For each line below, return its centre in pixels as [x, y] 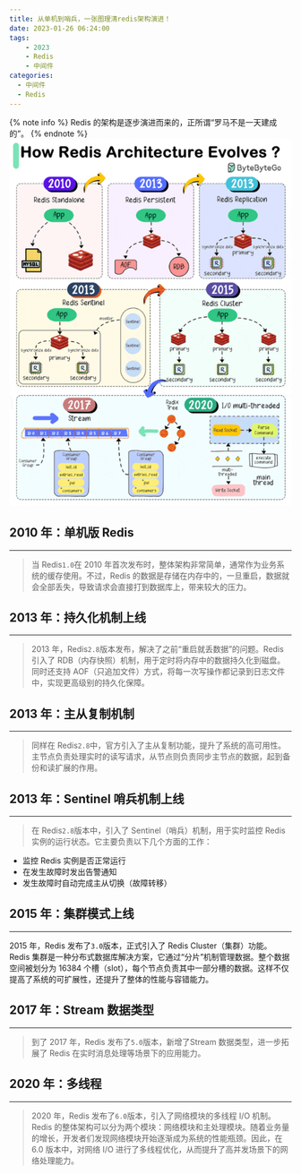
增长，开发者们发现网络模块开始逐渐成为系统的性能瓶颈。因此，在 [161, 1138]
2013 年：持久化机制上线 [77, 618]
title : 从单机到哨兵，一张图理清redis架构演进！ [90, 19]
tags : [19, 38]
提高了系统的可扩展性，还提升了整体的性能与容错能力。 [111, 979]
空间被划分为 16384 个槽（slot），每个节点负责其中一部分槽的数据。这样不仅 [149, 968]
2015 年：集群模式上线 [72, 914]
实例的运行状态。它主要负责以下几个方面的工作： [121, 842]
